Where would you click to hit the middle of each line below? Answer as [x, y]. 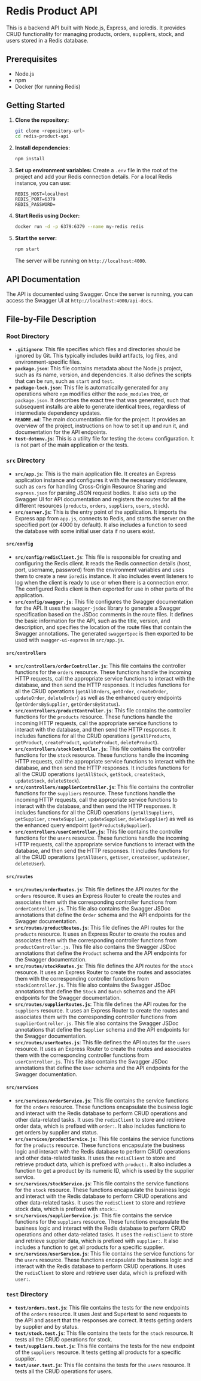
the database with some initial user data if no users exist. [85, 531]
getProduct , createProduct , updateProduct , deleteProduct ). [87, 742]
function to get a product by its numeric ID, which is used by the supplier [104, 1170]
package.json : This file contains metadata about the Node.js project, [98, 369]
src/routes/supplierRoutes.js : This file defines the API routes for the [100, 1004]
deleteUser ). [30, 864]
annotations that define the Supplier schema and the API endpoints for [102, 1030]
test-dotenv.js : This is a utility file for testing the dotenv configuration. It [104, 439]
